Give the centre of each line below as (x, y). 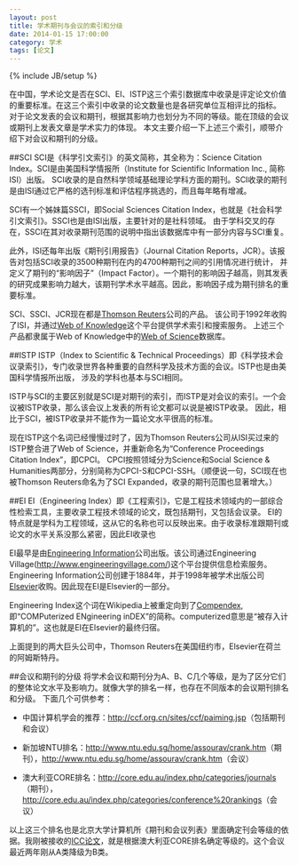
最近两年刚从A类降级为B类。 (61, 852)
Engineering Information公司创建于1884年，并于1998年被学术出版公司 (137, 575)
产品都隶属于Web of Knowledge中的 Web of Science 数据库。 (120, 336)
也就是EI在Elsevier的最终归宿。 (109, 628)
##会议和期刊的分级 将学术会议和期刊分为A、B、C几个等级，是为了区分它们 (148, 677)
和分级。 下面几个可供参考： (61, 699)
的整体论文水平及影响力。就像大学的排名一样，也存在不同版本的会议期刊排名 (149, 688)
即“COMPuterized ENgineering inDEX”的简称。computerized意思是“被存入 (145, 617)
